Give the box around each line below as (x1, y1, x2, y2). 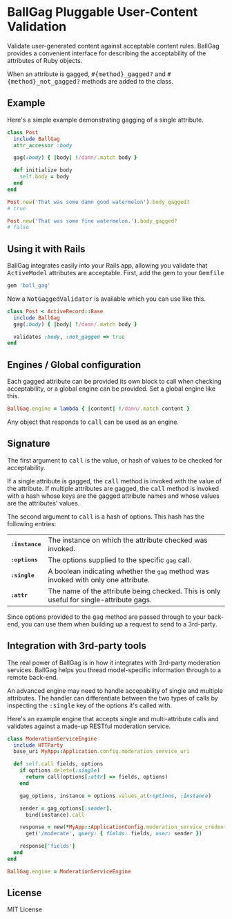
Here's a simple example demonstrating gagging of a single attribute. (7, 115, 204, 124)
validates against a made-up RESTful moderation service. (7, 722, 171, 730)
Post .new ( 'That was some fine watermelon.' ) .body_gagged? (7, 217, 177, 225)
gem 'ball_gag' (7, 282, 51, 289)
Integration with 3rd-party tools (7, 640, 147, 652)
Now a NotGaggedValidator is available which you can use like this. (7, 295, 206, 303)
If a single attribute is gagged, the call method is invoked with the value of (7, 476, 222, 485)
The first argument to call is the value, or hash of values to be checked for (7, 456, 222, 464)
